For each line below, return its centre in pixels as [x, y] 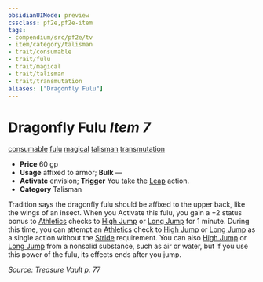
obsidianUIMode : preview [49, 15]
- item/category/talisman [50, 45]
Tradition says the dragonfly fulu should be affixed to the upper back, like [127, 204]
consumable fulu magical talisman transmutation [87, 149]
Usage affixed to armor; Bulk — [71, 173]
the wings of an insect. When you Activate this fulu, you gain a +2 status [125, 213]
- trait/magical [35, 67]
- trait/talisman [37, 74]
